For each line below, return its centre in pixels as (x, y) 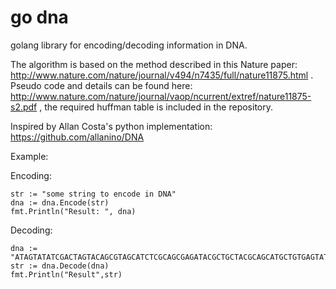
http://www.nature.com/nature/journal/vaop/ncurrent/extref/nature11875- (161, 96)
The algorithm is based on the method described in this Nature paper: (154, 64)
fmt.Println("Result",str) (66, 274)
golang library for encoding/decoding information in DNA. (129, 45)
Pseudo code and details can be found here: (101, 85)
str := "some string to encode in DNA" (93, 194)
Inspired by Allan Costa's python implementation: (111, 126)
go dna (39, 17)
